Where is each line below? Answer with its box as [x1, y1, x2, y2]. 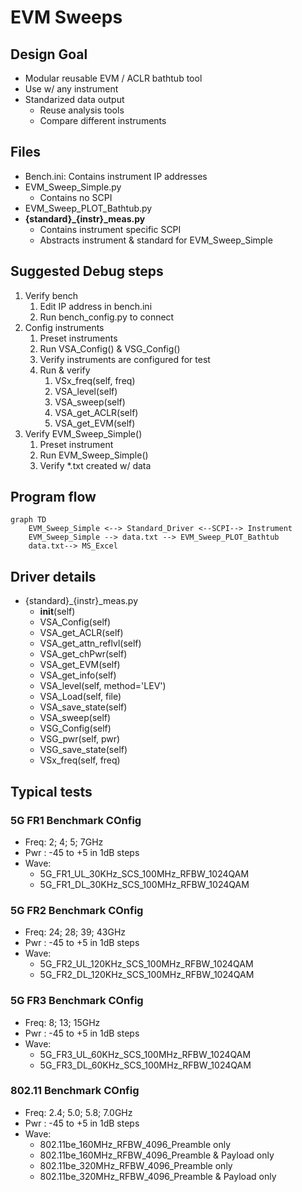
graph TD [10, 515, 47, 525]
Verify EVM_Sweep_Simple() [24, 427, 143, 440]
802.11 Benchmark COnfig [10, 1084, 140, 1098]
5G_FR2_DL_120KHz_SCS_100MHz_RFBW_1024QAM [39, 969, 255, 981]
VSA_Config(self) [39, 616, 112, 628]
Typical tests [10, 783, 93, 800]
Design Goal [10, 46, 88, 63]
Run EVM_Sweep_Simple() [39, 449, 149, 461]
